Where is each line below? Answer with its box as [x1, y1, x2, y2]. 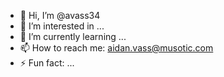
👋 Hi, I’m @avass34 [19, 10, 101, 21]
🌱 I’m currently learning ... [19, 31, 127, 42]
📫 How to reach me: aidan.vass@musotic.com [19, 42, 214, 54]
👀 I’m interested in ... [19, 20, 105, 32]
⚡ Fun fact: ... [19, 57, 75, 69]
